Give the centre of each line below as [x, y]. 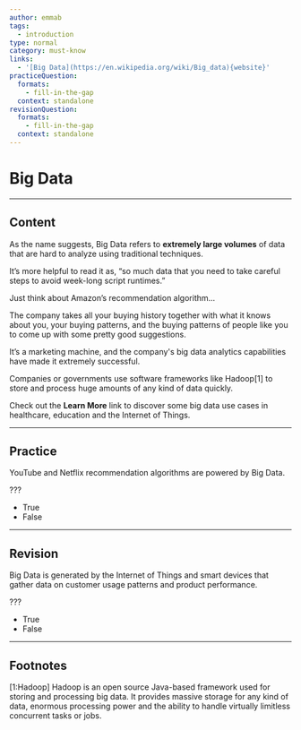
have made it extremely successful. [75, 361]
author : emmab [36, 17]
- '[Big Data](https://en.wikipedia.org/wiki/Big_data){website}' [144, 68]
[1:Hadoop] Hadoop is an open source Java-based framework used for [140, 687]
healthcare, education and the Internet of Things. [100, 415]
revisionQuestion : [43, 109]
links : [21, 59]
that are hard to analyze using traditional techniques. [106, 253]
